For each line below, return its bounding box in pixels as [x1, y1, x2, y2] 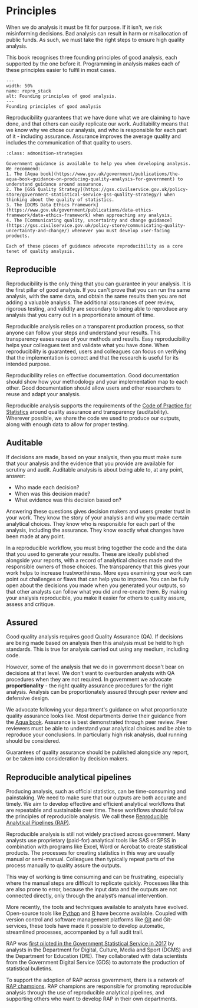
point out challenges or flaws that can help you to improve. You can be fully [6, 575, 190, 582]
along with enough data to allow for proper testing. [6, 420, 130, 428]
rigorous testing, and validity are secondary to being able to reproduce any [6, 305, 188, 312]
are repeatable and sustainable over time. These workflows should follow [6, 806, 184, 814]
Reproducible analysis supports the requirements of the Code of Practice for [6, 402, 192, 409]
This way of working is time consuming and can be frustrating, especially [6, 874, 184, 881]
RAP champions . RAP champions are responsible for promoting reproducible [6, 983, 192, 990]
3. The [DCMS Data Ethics [6, 202, 70, 207]
